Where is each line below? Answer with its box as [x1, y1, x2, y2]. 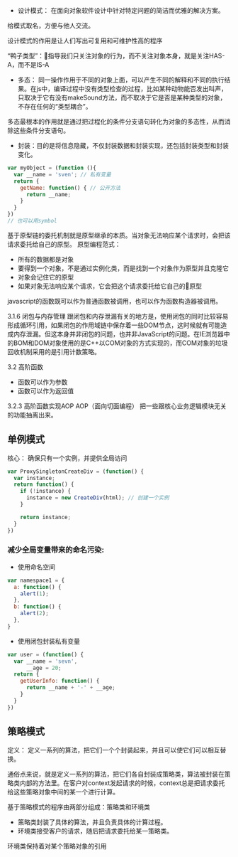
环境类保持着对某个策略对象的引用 [7, 841, 107, 850]
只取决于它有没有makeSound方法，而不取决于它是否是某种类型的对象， [17, 93, 227, 102]
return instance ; [20, 513, 72, 521]
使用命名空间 [17, 563, 55, 571]
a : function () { [13, 583, 62, 590]
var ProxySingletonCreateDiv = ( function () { [7, 468, 144, 475]
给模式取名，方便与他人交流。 [7, 21, 94, 30]
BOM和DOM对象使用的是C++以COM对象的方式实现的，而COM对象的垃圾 [13, 339, 228, 347]
